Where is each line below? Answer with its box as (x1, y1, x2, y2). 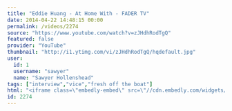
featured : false (7, 36, 54, 43)
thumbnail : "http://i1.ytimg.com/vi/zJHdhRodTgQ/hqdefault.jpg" (7, 49, 196, 56)
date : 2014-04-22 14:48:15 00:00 (7, 17, 104, 23)
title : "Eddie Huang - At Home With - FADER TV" (7, 10, 150, 17)
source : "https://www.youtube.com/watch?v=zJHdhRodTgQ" (7, 29, 171, 37)
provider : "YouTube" (7, 42, 67, 49)
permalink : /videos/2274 (7, 23, 79, 30)
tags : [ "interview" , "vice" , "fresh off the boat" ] (7, 81, 153, 88)
